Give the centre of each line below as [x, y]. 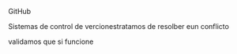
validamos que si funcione [51, 41]
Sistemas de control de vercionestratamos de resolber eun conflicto [118, 26]
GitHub [20, 11]
